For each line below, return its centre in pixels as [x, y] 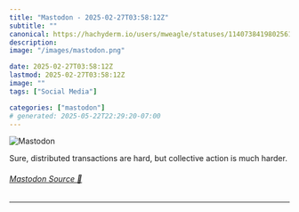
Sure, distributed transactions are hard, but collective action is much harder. [148, 159]
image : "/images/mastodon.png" [67, 51]
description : [33, 42]
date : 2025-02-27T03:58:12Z [61, 67]
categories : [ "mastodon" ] [57, 108]
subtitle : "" [33, 26]
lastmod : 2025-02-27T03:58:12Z [67, 75]
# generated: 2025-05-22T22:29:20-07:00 [85, 116]
